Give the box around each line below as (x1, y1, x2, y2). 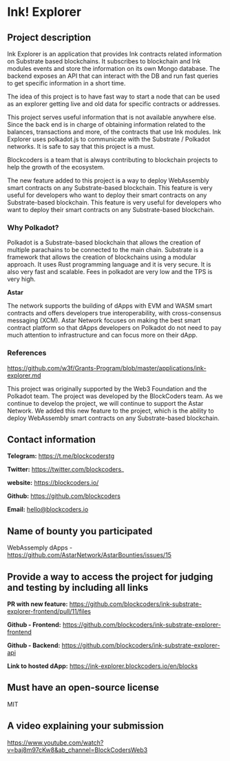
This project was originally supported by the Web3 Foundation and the (7, 384, 207, 393)
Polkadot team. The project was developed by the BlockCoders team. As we (7, 392, 223, 400)
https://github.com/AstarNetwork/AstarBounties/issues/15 (7, 551, 172, 559)
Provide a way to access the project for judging (7, 571, 213, 583)
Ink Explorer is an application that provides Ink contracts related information (7, 50, 222, 58)
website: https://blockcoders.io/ (7, 479, 99, 487)
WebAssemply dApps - (7, 543, 73, 552)
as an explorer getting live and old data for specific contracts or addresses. (7, 100, 220, 107)
